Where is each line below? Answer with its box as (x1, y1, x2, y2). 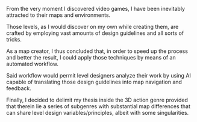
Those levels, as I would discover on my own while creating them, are (6, 23, 179, 30)
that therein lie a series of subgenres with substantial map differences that (6, 103, 191, 110)
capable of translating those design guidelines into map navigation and (6, 78, 183, 85)
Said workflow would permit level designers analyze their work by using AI (6, 72, 191, 79)
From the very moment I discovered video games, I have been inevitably (6, 5, 186, 12)
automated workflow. (6, 60, 59, 67)
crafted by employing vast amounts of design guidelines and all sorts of (6, 29, 184, 37)
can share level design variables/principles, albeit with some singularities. (6, 109, 189, 116)
